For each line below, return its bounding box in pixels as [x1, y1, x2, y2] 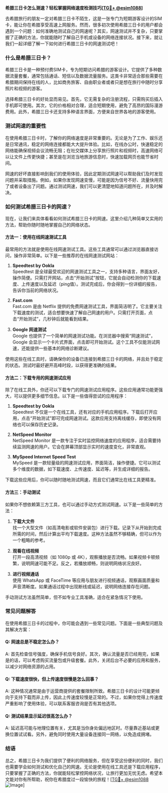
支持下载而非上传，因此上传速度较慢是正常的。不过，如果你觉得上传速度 [13, 694, 163, 700]
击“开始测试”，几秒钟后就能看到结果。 [12, 316, 91, 322]
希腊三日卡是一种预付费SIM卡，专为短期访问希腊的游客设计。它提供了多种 [5, 67, 158, 73]
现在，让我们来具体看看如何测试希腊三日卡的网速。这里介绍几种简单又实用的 [5, 215, 163, 221]
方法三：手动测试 [5, 489, 40, 495]
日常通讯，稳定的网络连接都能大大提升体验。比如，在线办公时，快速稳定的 [9, 141, 163, 147]
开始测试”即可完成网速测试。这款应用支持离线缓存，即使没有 [31, 415, 157, 421]
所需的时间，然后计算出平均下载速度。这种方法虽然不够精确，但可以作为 [12, 531, 161, 537]
